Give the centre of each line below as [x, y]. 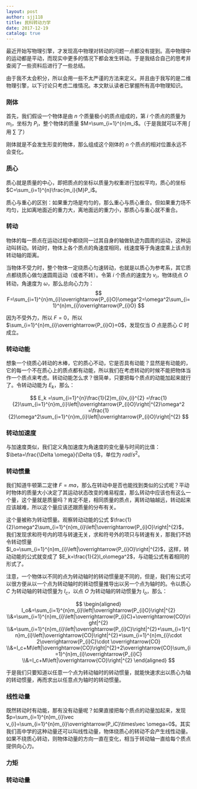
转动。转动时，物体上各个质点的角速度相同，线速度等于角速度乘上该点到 [103, 247]
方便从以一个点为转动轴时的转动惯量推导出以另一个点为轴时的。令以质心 [103, 584]
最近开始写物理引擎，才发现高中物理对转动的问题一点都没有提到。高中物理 [96, 51]
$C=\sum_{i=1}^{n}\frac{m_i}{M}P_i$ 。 [53, 190]
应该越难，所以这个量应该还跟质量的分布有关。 [62, 507]
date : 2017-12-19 [27, 28]
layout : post [22, 11]
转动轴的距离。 [24, 255]
